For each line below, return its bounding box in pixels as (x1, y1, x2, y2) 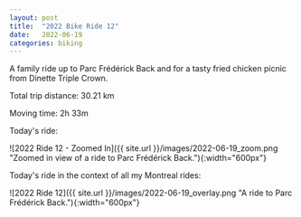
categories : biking (9, 38, 83, 48)
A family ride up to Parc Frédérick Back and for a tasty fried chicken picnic (9, 63, 287, 74)
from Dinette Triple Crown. (9, 73, 108, 84)
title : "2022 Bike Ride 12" (9, 22, 119, 31)
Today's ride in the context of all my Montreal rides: (9, 170, 202, 181)
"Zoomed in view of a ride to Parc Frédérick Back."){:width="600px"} (9, 153, 267, 164)
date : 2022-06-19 (9, 30, 83, 39)
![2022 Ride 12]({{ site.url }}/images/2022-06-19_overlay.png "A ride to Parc (9, 187, 293, 199)
